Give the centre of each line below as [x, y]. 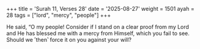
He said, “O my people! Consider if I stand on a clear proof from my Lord [98, 27]
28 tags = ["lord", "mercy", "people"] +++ [59, 15]
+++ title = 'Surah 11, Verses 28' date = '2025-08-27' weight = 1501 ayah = [100, 9]
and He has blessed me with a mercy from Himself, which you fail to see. [98, 33]
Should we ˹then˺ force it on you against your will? [69, 40]
